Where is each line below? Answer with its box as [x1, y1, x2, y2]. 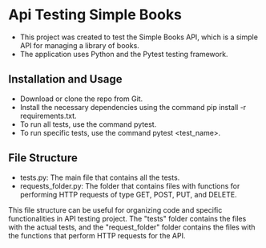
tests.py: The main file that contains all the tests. [19, 173, 180, 182]
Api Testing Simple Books [8, 6, 183, 24]
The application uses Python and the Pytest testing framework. [19, 49, 228, 59]
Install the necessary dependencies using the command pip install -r [19, 102, 247, 112]
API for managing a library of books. [19, 40, 140, 50]
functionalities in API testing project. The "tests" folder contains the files [8, 213, 247, 223]
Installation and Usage [8, 72, 123, 86]
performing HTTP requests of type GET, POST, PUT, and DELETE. [19, 189, 238, 199]
